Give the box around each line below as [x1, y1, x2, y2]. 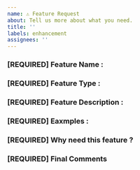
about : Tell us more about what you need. [7, 17, 133, 24]
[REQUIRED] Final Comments [7, 154, 107, 164]
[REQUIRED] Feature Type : [7, 78, 101, 88]
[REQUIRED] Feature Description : [7, 97, 124, 107]
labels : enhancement [7, 30, 68, 37]
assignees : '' [7, 37, 49, 44]
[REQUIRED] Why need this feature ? [7, 135, 134, 145]
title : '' [7, 23, 36, 30]
